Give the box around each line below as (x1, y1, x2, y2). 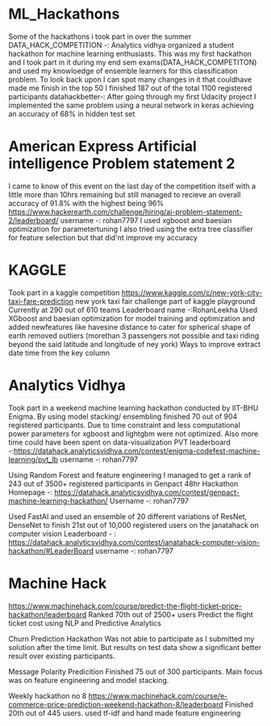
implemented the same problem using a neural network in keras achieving (8, 100, 254, 110)
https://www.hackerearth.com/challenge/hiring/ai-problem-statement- (8, 207, 243, 217)
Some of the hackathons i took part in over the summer (8, 32, 192, 41)
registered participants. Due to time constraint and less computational (8, 420, 240, 429)
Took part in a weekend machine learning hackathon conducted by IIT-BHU (8, 403, 259, 412)
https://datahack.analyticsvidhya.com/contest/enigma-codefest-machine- (13, 445, 261, 455)
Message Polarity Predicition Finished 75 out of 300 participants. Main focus (8, 666, 263, 676)
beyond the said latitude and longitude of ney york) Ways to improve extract (8, 339, 261, 348)
